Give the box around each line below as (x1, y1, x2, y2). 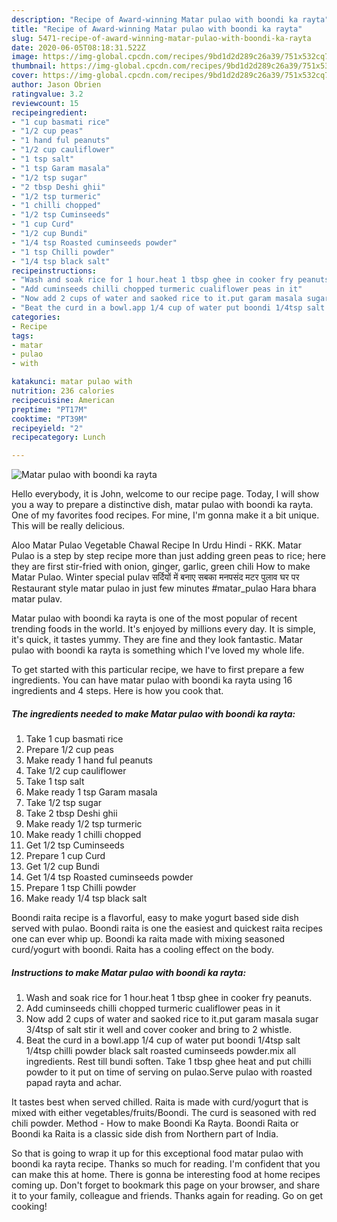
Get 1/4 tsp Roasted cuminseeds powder (25, 871, 194, 883)
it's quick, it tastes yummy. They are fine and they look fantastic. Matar (11, 634, 303, 646)
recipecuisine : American (11, 395, 115, 405)
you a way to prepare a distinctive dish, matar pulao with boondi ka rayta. (11, 499, 314, 511)
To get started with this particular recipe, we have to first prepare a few (11, 664, 305, 676)
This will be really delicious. (11, 520, 126, 532)
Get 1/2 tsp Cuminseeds (25, 839, 125, 851)
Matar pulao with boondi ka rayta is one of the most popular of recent (11, 612, 298, 625)
